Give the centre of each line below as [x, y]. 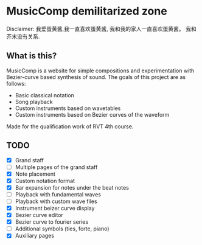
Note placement [35, 174]
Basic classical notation [45, 95]
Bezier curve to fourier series [52, 222]
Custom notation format [45, 181]
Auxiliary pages [35, 236]
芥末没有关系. [23, 36]
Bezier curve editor [39, 215]
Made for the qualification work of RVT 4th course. [70, 126]
